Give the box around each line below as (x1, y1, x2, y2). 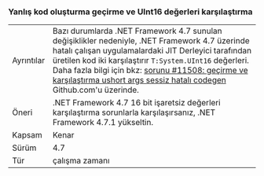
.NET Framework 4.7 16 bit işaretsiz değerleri (52, 97, 222, 108)
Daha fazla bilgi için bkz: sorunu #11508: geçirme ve (52, 65, 248, 76)
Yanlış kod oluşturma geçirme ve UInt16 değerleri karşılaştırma (8, 6, 253, 17)
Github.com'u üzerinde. (52, 85, 140, 96)
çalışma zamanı (52, 156, 110, 167)
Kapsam (12, 130, 42, 141)
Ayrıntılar (12, 55, 46, 66)
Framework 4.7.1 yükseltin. (52, 117, 154, 128)
